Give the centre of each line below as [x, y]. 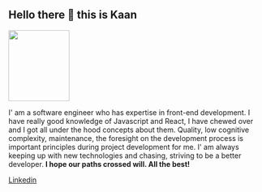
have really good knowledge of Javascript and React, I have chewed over [131, 121]
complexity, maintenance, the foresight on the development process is [126, 138]
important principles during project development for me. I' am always [124, 147]
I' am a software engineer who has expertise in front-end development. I [129, 112]
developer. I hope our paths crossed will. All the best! [99, 164]
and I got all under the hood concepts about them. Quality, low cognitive [129, 130]
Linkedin [23, 180]
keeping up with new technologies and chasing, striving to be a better [125, 156]
